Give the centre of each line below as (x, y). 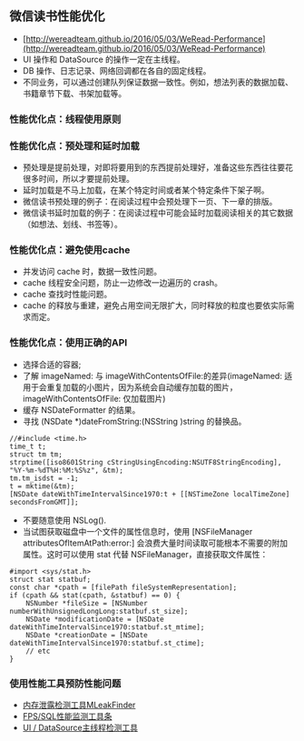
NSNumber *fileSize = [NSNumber (87, 603)
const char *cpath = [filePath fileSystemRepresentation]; (123, 587)
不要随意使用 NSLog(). (64, 520)
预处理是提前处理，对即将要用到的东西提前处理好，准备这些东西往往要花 (157, 167)
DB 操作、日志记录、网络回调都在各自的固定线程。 (117, 70)
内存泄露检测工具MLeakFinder (79, 705)
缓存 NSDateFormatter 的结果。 (81, 410)
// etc (38, 651)
